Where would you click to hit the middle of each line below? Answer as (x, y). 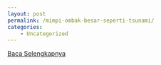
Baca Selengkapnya (37, 54)
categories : (25, 27)
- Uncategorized (45, 34)
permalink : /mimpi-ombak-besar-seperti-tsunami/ (81, 20)
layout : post (27, 14)
